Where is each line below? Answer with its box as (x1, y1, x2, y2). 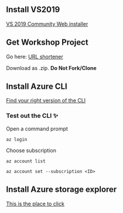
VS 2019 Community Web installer (6, 20, 88, 27)
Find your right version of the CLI (6, 97, 86, 104)
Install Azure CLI (6, 82, 67, 92)
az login (6, 137, 28, 142)
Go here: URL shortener (6, 53, 63, 60)
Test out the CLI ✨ (6, 112, 59, 120)
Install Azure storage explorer (6, 185, 117, 195)
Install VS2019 (6, 5, 60, 15)
